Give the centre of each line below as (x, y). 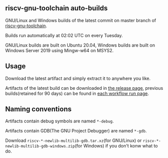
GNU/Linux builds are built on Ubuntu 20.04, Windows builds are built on (80, 45)
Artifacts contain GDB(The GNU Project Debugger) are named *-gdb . (76, 131)
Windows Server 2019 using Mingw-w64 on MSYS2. (59, 50)
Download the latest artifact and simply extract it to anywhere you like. (78, 78)
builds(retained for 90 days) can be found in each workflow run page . (77, 93)
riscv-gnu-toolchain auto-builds (56, 8)
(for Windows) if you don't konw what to (116, 146)
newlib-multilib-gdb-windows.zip (40, 146)
